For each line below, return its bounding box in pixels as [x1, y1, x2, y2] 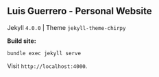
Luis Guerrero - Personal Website [7, 5, 152, 17]
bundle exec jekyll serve [7, 50, 81, 57]
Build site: [7, 37, 36, 45]
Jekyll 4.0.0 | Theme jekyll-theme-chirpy [7, 23, 126, 31]
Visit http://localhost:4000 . [7, 61, 88, 70]
